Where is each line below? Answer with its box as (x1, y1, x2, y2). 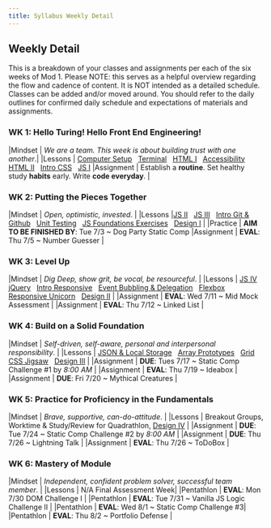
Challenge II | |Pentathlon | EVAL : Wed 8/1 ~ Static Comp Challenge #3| (8, 502, 247, 512)
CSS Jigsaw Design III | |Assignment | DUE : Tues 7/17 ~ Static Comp (8, 356, 240, 366)
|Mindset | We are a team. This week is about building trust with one (8, 145, 236, 155)
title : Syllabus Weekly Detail (8, 11, 114, 20)
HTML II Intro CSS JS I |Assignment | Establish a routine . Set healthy (8, 162, 245, 172)
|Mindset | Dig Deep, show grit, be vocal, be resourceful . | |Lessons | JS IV (8, 274, 257, 284)
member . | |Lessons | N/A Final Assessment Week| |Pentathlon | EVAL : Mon (8, 485, 261, 495)
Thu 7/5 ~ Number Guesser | (8, 236, 104, 246)
